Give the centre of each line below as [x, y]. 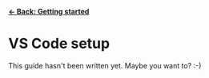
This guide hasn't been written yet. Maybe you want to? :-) [105, 65]
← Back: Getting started [49, 12]
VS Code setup [59, 44]
